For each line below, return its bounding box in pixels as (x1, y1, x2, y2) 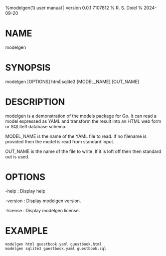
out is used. (5, 153, 30, 159)
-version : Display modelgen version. (5, 198, 81, 204)
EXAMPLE (5, 225, 48, 236)
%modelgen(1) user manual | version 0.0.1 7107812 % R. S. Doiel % (5, 5, 143, 11)
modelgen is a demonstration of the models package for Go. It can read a (5, 113, 157, 119)
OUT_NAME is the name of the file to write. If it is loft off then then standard (5, 148, 161, 154)
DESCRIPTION (5, 96, 65, 108)
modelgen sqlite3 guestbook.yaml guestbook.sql (5, 246, 107, 251)
